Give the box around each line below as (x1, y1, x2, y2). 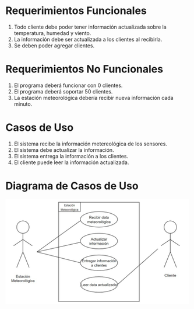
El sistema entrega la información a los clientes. (13, 152, 129, 159)
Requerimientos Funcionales (5, 4, 147, 18)
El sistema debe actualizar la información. (13, 146, 114, 153)
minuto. (13, 100, 33, 107)
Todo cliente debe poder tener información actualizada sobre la (13, 23, 167, 30)
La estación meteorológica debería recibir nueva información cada (13, 94, 174, 101)
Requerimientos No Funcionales (5, 63, 164, 76)
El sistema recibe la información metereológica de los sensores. (13, 140, 167, 147)
